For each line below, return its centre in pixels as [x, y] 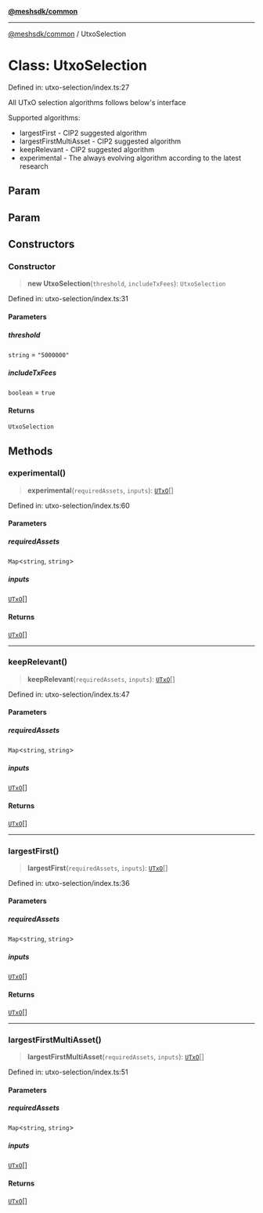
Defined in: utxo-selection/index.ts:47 [69, 694]
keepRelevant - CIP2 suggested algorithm [87, 149]
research [34, 166]
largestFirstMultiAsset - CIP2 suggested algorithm [100, 141]
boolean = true [32, 392]
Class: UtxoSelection [77, 66]
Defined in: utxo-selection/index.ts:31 [68, 299]
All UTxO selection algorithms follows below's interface [97, 102]
